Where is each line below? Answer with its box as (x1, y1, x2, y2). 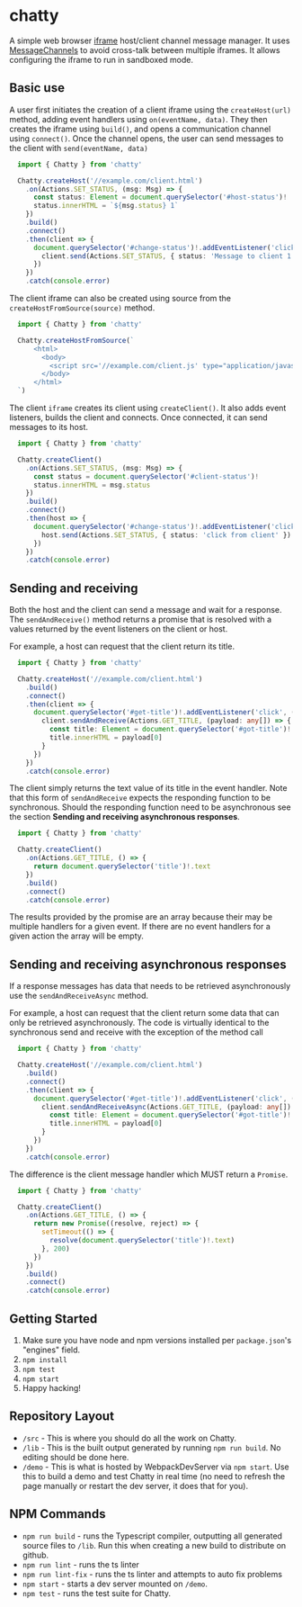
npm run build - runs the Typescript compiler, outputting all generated (22, 1531, 283, 1541)
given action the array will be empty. (9, 930, 144, 941)
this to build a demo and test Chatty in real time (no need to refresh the (22, 1470, 286, 1481)
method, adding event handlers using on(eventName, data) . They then (9, 113, 268, 124)
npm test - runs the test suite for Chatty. (22, 1587, 172, 1598)
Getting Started (9, 1311, 98, 1326)
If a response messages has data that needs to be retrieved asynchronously (9, 981, 291, 992)
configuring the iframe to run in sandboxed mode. (9, 54, 194, 65)
